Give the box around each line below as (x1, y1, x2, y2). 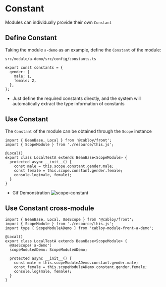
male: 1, (14, 74, 32, 79)
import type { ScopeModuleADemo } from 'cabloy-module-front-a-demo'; (5, 226, 154, 231)
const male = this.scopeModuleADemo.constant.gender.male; (14, 260, 139, 265)
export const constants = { (5, 65, 63, 70)
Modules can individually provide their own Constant (5, 19, 112, 25)
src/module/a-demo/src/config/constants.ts (5, 56, 97, 61)
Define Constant (5, 34, 57, 42)
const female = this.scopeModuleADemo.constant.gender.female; (14, 265, 148, 270)
